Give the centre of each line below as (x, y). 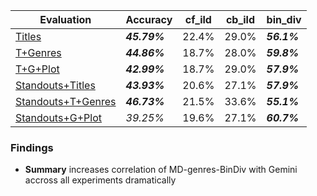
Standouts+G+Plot (58, 117)
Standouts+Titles (55, 85)
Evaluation (65, 19)
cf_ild (198, 19)
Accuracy (149, 19)
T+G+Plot (37, 69)
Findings (32, 147)
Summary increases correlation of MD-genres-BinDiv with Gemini (161, 170)
